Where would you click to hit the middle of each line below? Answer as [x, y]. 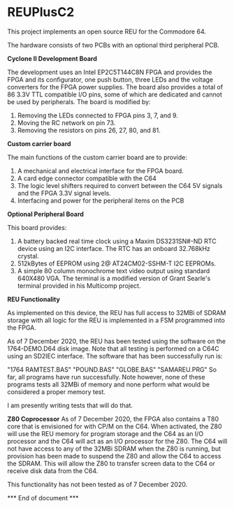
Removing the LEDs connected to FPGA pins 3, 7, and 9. [97, 115]
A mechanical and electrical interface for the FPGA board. [100, 170]
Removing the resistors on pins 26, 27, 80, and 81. [89, 130]
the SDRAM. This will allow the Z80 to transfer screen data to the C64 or [111, 463]
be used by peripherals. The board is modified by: [79, 101]
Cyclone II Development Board [52, 58]
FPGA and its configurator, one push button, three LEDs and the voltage [110, 79]
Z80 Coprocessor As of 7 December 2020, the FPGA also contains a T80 [113, 419]
